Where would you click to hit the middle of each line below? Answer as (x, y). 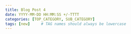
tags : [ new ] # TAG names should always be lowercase (66, 24)
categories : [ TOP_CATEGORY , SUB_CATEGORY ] (50, 19)
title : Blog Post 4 (25, 10)
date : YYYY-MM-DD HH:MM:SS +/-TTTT (42, 14)
